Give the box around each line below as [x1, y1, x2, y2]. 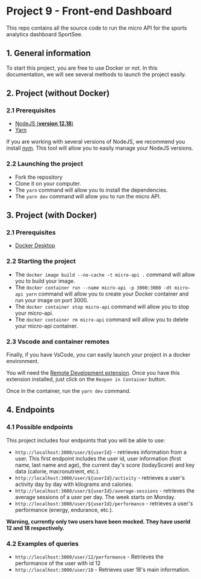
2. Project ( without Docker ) [6, 88, 110, 99]
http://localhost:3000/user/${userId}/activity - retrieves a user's [14, 474, 185, 481]
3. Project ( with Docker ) [6, 210, 97, 221]
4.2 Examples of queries [6, 539, 79, 548]
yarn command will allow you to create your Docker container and [26, 290, 189, 297]
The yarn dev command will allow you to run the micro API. [14, 192, 161, 200]
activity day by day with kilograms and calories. [14, 480, 134, 488]
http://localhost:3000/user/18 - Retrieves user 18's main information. [14, 566, 191, 573]
